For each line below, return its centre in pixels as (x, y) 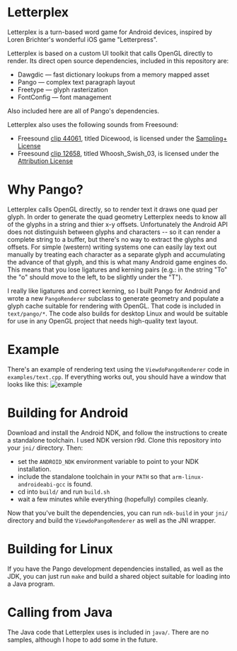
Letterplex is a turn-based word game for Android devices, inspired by (110, 32)
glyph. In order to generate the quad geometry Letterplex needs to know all (117, 216)
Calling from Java (60, 612)
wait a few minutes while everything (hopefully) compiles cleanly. (113, 499)
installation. (34, 469)
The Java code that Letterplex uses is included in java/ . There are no (108, 632)
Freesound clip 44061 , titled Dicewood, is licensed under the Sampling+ (122, 138)
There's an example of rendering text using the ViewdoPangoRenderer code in (118, 369)
